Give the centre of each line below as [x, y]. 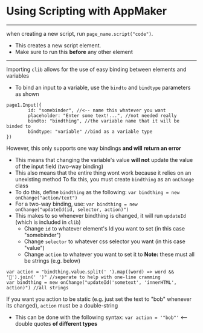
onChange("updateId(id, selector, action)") [72, 210]
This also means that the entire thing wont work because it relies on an [103, 173]
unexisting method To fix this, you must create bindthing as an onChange [105, 179]
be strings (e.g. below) [52, 261]
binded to [19, 126]
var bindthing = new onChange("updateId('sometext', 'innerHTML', [92, 282]
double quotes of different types [56, 323]
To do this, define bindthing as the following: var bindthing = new [97, 192]
